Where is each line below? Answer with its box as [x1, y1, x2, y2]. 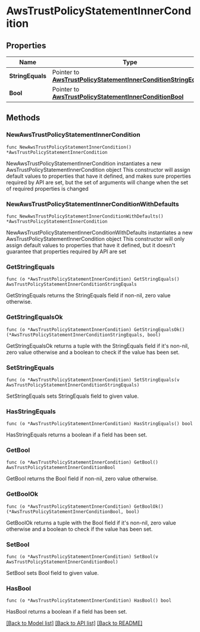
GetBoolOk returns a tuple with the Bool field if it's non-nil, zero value [6, 519, 177, 526]
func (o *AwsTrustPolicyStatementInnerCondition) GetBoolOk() [6, 504, 164, 510]
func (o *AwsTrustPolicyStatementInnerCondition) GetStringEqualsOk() [6, 326, 185, 332]
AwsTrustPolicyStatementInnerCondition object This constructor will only [6, 235, 185, 242]
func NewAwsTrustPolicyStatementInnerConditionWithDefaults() [6, 213, 164, 219]
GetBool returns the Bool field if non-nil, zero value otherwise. [6, 475, 158, 482]
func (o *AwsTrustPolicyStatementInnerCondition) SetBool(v [6, 554, 159, 560]
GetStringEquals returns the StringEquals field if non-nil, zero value [6, 292, 171, 299]
